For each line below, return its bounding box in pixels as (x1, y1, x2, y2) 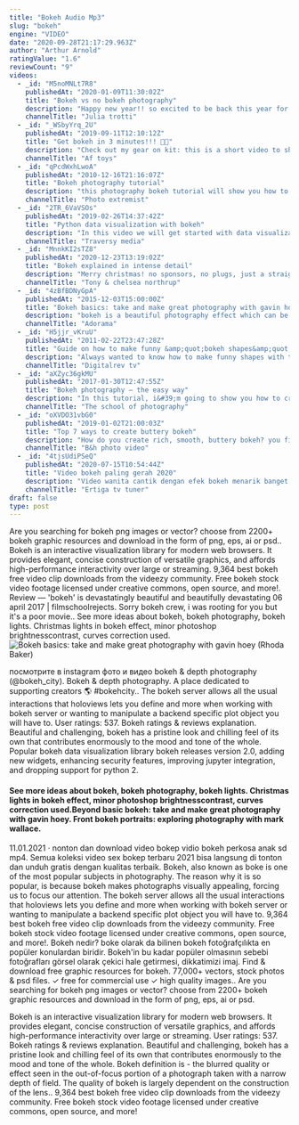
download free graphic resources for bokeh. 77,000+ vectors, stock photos (9, 966, 285, 976)
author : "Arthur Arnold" (9, 46, 101, 55)
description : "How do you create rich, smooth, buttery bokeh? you (25, 436, 280, 444)
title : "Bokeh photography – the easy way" (25, 386, 190, 395)
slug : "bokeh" (9, 21, 62, 30)
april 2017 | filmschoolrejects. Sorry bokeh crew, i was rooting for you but (9, 602, 278, 613)
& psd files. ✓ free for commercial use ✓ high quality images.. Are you (9, 975, 267, 986)
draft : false (9, 493, 58, 502)
